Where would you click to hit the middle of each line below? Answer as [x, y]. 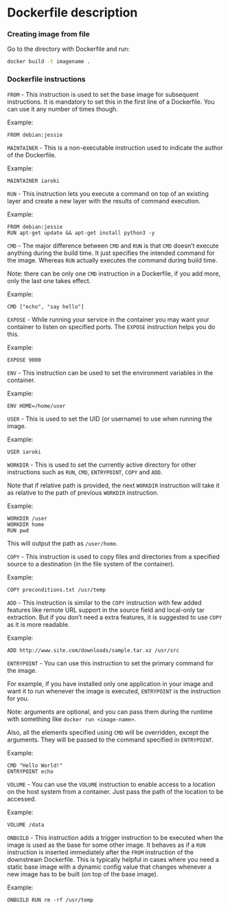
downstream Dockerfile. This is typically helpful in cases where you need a [113, 859]
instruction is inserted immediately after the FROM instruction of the [101, 852]
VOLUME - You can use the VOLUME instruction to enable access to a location [111, 784]
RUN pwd [18, 531]
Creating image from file [49, 34]
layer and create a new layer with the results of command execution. [104, 201]
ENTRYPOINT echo [30, 771]
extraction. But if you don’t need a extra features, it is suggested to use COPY [115, 617]
